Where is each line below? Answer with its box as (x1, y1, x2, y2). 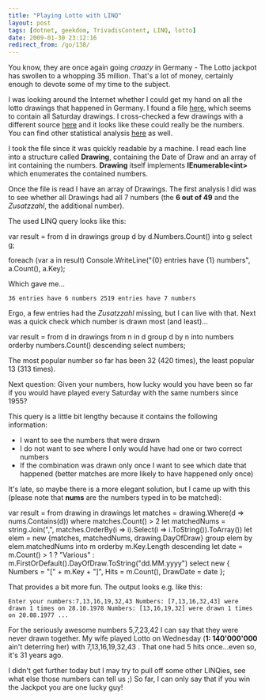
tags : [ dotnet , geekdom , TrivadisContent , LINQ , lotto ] (8, 26, 196, 34)
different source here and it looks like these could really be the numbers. (8, 120, 245, 130)
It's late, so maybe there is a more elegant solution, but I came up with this (8, 484, 251, 494)
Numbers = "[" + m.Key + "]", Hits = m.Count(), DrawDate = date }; (8, 567, 225, 577)
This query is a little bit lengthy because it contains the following (8, 412, 218, 422)
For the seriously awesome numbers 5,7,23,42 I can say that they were (8, 626, 239, 635)
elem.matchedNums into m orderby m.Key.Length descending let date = (8, 542, 244, 551)
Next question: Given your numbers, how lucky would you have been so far (8, 380, 253, 389)
